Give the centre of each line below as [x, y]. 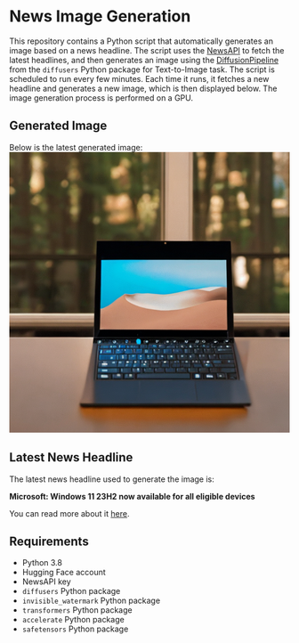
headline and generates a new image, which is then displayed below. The [143, 88]
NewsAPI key [46, 582]
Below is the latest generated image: [76, 147]
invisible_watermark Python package [91, 601]
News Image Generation [100, 16]
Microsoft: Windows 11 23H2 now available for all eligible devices [132, 496]
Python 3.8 [42, 563]
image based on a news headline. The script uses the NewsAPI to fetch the [147, 50]
